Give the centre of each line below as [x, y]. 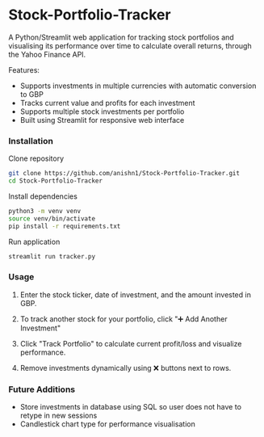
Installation [31, 141]
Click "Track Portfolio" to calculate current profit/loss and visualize [131, 343]
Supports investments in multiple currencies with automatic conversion [138, 86]
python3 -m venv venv [45, 211]
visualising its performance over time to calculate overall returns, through [130, 45]
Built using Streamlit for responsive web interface [102, 120]
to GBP [32, 94]
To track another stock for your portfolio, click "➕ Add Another [124, 319]
